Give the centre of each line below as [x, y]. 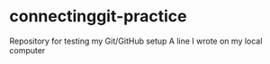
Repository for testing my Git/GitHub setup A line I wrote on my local [136, 41]
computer [27, 50]
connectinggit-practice [98, 16]
